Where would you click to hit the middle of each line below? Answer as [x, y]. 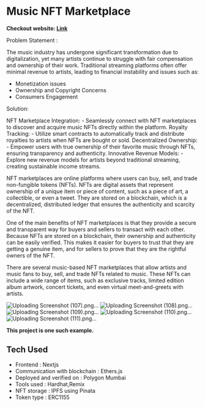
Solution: [17, 108]
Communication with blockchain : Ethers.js [69, 371]
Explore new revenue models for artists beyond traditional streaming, [93, 160]
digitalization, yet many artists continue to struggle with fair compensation [100, 58]
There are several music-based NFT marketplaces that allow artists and [96, 267]
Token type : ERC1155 [42, 397]
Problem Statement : [32, 40]
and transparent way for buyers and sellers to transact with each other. [96, 229]
